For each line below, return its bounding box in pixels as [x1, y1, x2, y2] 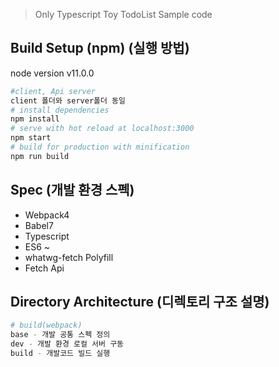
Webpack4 [24, 209, 70, 221]
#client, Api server [10, 86, 97, 96]
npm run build [10, 151, 70, 161]
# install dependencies [10, 105, 110, 115]
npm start [10, 133, 52, 143]
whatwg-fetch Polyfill [24, 251, 114, 263]
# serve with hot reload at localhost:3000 [10, 124, 195, 134]
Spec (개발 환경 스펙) [10, 182, 135, 199]
